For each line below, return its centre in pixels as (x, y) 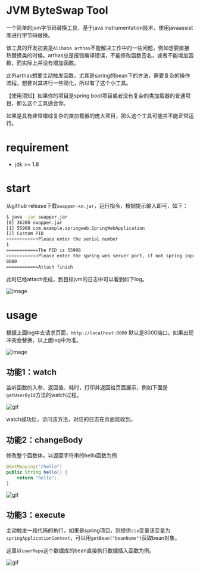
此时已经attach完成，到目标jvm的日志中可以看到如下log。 (77, 279)
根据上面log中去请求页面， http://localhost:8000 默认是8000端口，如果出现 (100, 333)
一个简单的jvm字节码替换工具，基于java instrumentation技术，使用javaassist (100, 27)
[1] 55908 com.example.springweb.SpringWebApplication (76, 228)
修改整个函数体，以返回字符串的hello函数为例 (62, 456)
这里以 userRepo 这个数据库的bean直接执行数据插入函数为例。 (80, 551)
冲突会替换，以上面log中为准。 (44, 340)
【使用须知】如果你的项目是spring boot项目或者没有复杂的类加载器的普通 (96, 96)
